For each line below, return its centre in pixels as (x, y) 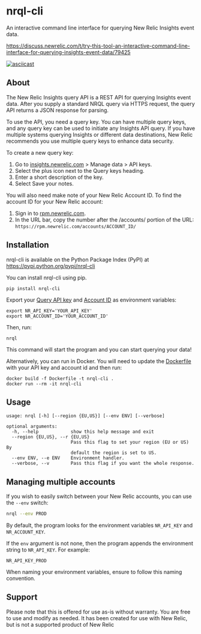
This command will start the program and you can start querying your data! (99, 349)
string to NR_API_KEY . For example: (48, 550)
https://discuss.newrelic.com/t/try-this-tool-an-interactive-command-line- (98, 46)
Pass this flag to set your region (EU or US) (130, 443)
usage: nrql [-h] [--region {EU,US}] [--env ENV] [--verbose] (85, 416)
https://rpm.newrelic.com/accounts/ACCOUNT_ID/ (75, 226)
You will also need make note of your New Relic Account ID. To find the (94, 195)
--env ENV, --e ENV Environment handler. (68, 458)
